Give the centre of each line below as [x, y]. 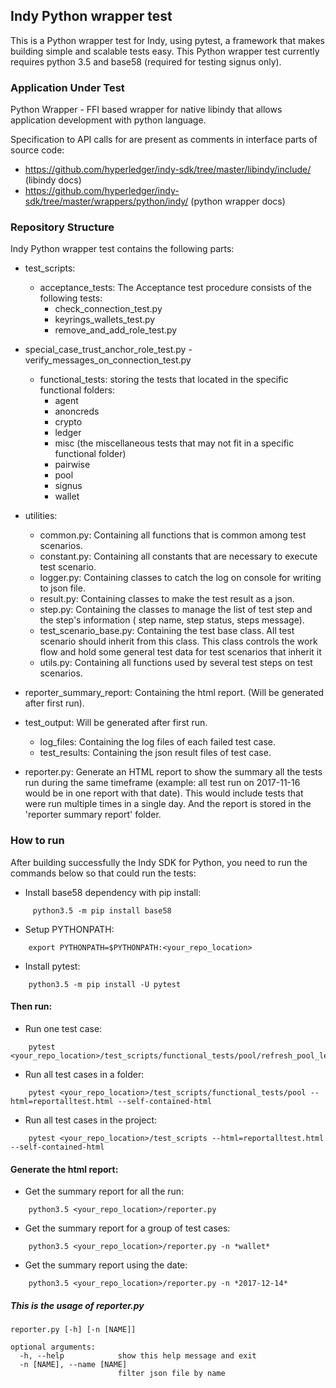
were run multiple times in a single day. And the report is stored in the [168, 804]
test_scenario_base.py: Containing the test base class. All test [167, 631]
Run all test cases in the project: [90, 1120]
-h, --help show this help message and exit [138, 1356]
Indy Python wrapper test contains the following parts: [122, 249]
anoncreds [77, 411]
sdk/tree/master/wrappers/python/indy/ [106, 201]
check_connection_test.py [108, 309]
